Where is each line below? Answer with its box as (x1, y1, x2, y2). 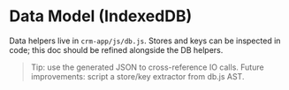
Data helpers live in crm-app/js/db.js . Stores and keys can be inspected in (9, 35, 281, 46)
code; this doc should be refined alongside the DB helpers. (9, 44, 224, 55)
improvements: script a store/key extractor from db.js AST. (30, 71, 245, 81)
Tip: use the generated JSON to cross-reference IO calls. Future (30, 62, 264, 72)
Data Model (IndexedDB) (9, 6, 193, 26)
